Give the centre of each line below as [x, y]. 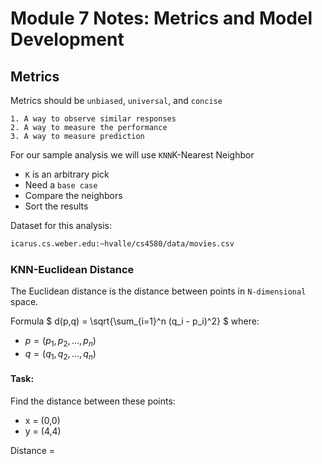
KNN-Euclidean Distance [72, 269]
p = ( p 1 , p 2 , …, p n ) [60, 342]
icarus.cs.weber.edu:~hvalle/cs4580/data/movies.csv [122, 244]
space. [24, 302]
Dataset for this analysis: [61, 225]
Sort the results [56, 206]
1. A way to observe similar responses [93, 119]
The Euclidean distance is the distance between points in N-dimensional [158, 291]
